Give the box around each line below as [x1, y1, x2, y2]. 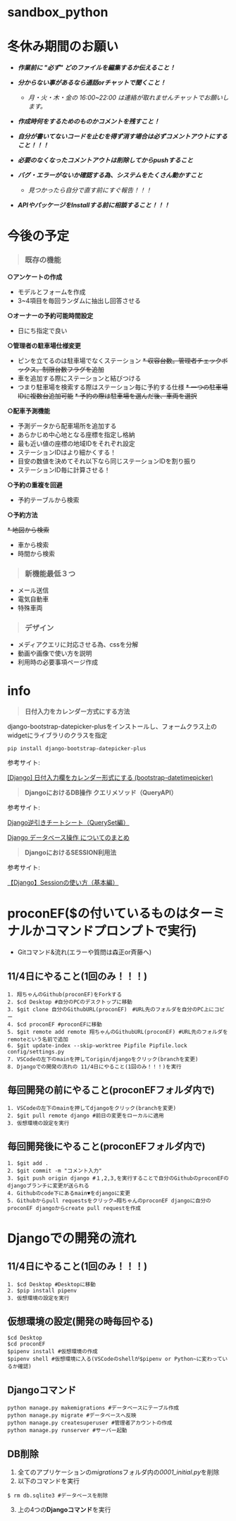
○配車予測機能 [7, 406, 51, 415]
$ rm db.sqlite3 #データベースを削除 [7, 1492, 108, 1499]
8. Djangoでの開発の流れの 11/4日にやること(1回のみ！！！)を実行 [7, 1063, 182, 1070]
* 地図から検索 [7, 525, 49, 534]
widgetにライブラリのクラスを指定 [7, 731, 108, 740]
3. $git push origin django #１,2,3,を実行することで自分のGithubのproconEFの [7, 1175, 229, 1182]
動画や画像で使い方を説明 [17, 649, 92, 658]
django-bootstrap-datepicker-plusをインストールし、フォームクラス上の [7, 722, 217, 731]
